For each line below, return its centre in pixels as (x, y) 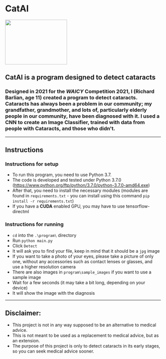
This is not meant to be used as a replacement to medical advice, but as (85, 336)
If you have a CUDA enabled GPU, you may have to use (68, 206)
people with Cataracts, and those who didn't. (60, 129)
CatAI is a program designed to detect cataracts (80, 77)
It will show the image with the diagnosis (54, 293)
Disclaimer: (23, 313)
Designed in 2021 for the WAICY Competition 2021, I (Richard (80, 91)
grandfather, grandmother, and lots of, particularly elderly (76, 110)
